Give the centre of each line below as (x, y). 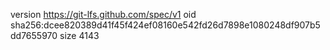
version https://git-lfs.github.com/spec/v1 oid (103, 14)
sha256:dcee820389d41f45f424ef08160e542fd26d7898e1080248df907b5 (165, 25)
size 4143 (79, 35)
